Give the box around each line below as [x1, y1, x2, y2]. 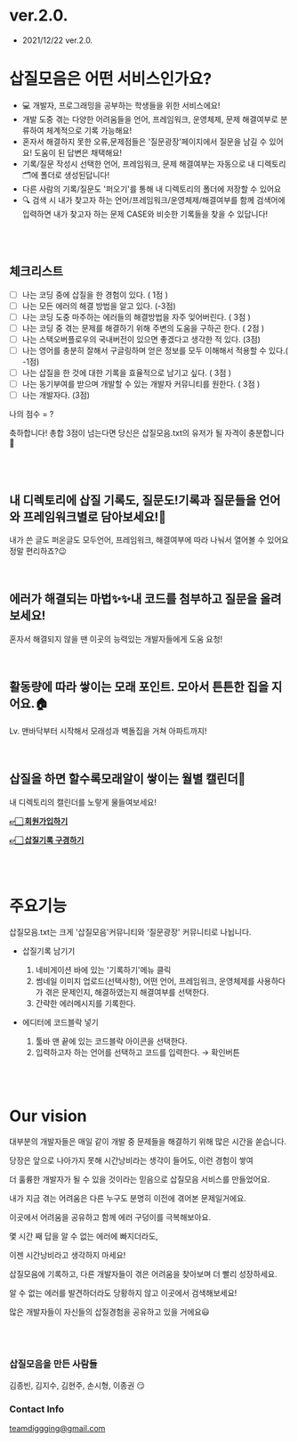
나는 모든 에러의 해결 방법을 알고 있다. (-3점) [21, 300, 176, 311]
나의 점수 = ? [9, 409, 54, 420]
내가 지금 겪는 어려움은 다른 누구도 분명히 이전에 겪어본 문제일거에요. [9, 1193, 246, 1204]
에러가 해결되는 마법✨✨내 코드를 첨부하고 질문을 [9, 592, 258, 607]
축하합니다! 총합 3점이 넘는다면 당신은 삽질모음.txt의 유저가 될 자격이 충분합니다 [9, 428, 285, 438]
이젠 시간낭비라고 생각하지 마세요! [9, 1249, 126, 1261]
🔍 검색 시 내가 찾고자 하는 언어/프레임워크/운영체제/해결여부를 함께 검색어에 [21, 194, 286, 205]
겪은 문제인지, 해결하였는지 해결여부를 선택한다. [44, 987, 209, 998]
